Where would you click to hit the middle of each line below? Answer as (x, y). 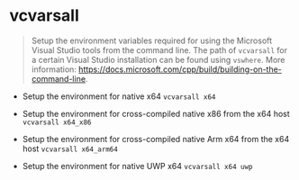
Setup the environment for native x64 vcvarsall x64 (119, 96)
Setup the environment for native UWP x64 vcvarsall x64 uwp (137, 166)
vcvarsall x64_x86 (57, 122)
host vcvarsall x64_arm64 (70, 148)
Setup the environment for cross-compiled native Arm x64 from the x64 (156, 139)
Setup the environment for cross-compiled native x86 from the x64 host (156, 113)
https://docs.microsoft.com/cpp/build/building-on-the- (180, 69)
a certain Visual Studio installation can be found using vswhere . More (158, 59)
